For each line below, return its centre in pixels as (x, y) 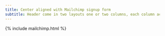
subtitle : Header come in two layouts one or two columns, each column (80, 14)
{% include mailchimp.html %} (36, 28)
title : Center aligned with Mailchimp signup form (58, 10)
